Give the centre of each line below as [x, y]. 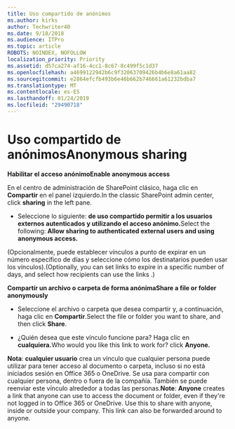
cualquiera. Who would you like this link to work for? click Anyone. [114, 345]
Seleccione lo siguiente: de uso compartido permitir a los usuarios [115, 216]
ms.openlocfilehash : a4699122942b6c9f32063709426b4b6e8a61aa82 [102, 72]
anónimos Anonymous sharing [97, 155]
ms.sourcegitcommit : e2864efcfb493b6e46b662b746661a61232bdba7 [102, 79]
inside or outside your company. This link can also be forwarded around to [115, 410]
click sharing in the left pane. [50, 202]
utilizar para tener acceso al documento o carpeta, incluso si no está [106, 366]
